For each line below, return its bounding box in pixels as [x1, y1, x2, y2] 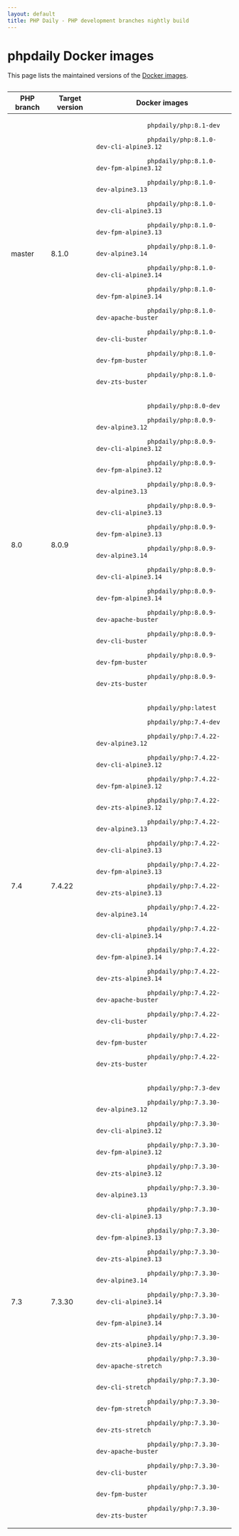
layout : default [7, 10, 55, 18]
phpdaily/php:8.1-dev [147, 122, 221, 130]
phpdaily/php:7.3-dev [147, 1084, 221, 1092]
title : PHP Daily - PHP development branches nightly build [7, 17, 190, 24]
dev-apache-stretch [95, 1362, 162, 1370]
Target [58, 93, 82, 103]
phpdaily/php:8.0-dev [147, 402, 221, 410]
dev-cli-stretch [95, 1384, 152, 1391]
